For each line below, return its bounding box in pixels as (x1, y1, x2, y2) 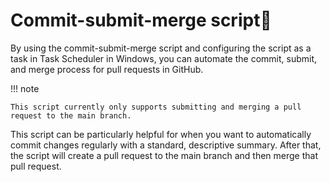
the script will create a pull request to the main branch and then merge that (10, 149, 318, 161)
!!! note (10, 82, 40, 94)
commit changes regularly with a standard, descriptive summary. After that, (10, 139, 322, 151)
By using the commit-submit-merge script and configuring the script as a (10, 42, 312, 54)
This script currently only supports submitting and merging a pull (10, 102, 302, 112)
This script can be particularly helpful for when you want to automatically (10, 128, 312, 140)
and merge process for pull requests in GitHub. (10, 63, 204, 75)
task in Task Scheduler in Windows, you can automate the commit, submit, (10, 52, 318, 64)
